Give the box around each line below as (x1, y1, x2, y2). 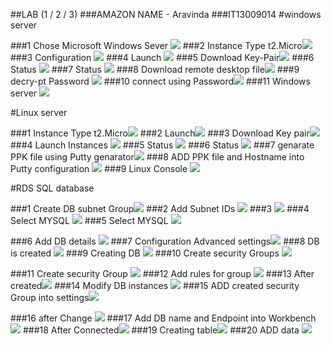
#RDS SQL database (10, 182, 95, 194)
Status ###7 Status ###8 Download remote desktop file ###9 (10, 64, 300, 75)
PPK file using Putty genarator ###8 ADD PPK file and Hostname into (10, 151, 305, 163)
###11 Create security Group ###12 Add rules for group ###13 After (10, 268, 315, 279)
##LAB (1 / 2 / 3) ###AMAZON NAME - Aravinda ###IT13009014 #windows (10, 9, 322, 20)
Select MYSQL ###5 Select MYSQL (10, 215, 169, 226)
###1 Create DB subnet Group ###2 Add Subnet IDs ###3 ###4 (10, 203, 310, 214)
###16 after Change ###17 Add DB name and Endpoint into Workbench (10, 312, 317, 324)
